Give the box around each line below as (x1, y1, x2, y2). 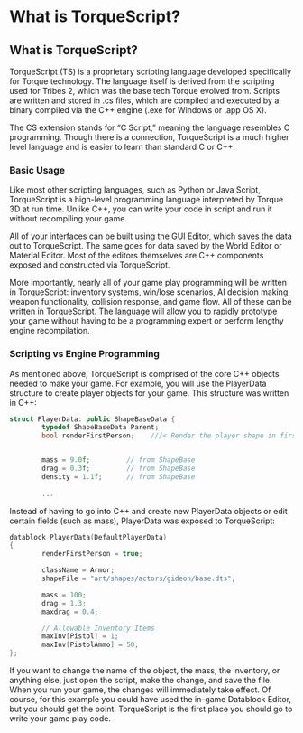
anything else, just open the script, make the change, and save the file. (9, 675, 272, 686)
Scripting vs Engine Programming (9, 348, 161, 361)
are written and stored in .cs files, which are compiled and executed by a (9, 95, 280, 106)
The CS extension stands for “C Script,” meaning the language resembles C (9, 122, 290, 133)
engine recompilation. (9, 325, 90, 336)
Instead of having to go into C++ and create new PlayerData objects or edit (9, 505, 289, 516)
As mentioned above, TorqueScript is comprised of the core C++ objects (9, 368, 280, 379)
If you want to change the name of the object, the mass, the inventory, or (9, 665, 280, 676)
